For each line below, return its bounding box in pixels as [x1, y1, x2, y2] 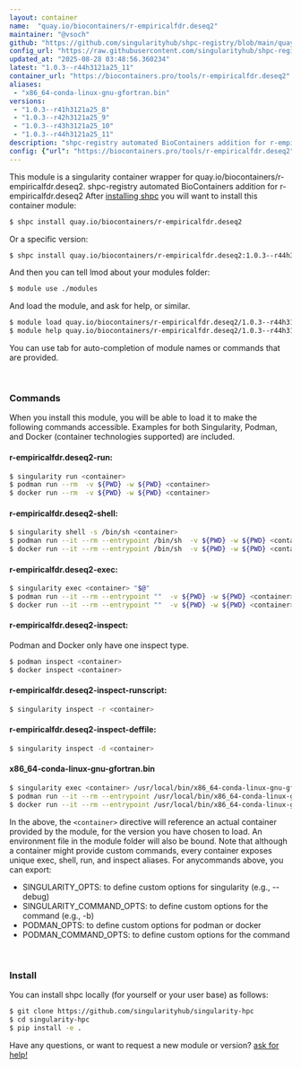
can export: [9, 863, 52, 875]
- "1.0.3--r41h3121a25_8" [13, 105, 110, 114]
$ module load [9, 318, 63, 328]
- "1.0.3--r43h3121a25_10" [13, 122, 115, 131]
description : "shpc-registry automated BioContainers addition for [9, 138, 267, 147]
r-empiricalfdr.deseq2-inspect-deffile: [9, 724, 157, 735]
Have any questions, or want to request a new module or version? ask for [9, 1039, 279, 1050]
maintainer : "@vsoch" [9, 30, 90, 39]
